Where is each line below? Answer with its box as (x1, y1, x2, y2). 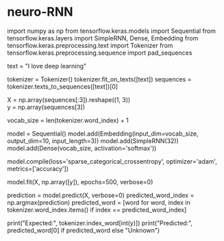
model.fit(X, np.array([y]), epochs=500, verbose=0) (7, 177, 153, 186)
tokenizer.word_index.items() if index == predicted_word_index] (7, 205, 187, 214)
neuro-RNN (7, 4, 73, 20)
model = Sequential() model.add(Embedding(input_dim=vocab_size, (7, 129, 199, 138)
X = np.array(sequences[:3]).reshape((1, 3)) (7, 95, 131, 103)
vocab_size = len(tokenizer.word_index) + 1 (7, 116, 129, 124)
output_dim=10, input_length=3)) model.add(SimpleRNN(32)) (7, 136, 179, 144)
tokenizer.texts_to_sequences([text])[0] (7, 82, 119, 90)
